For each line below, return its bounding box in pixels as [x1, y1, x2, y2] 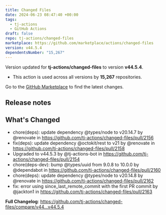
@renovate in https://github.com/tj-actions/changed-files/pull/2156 [12, 134, 154, 140]
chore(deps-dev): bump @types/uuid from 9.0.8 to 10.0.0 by [12, 161, 139, 168]
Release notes [5, 98, 51, 107]
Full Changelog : [5, 198, 39, 204]
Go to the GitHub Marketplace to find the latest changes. [5, 83, 124, 89]
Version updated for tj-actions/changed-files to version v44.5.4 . [5, 64, 144, 70]
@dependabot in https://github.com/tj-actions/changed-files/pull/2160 [12, 167, 161, 173]
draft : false [5, 31, 33, 36]
